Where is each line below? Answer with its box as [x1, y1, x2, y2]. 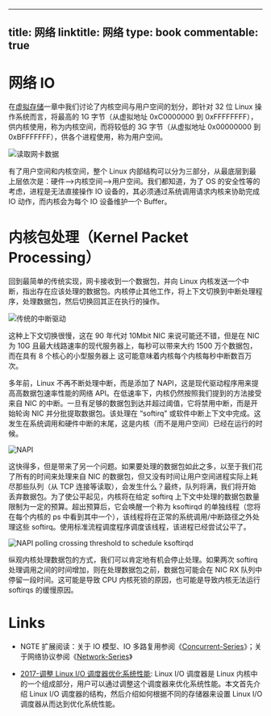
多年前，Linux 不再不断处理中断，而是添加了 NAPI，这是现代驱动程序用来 [8, 379, 252, 388]
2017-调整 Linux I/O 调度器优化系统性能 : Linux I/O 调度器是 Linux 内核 [19, 669, 252, 679]
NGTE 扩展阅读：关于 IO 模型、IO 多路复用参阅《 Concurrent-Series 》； [19, 642, 255, 651]
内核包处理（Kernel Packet [8, 228, 189, 246]
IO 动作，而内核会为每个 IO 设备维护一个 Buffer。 [8, 197, 172, 207]
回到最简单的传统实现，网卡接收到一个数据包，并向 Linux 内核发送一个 [8, 276, 243, 287]
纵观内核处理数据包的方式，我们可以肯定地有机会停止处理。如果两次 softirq [8, 555, 258, 565]
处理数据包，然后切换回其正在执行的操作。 [22, 296, 164, 307]
